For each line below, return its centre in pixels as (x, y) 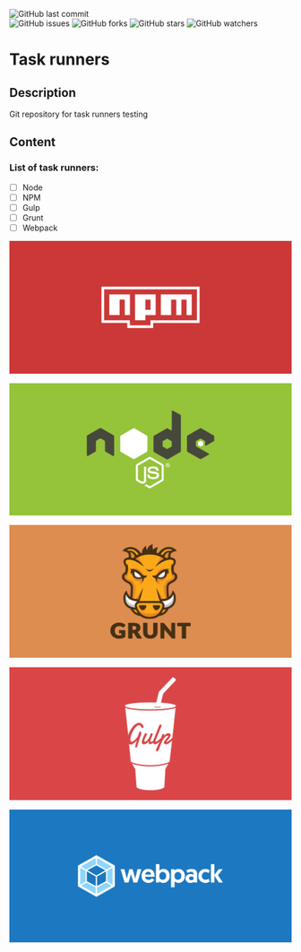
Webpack (40, 228)
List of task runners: (54, 168)
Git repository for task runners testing (79, 114)
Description (43, 93)
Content (33, 142)
